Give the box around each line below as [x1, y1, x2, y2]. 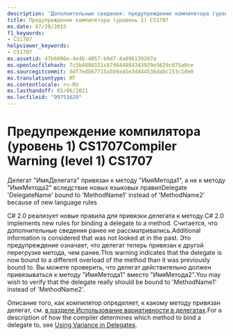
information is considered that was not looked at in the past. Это [7, 233, 191, 242]
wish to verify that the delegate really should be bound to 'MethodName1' [7, 278, 217, 286]
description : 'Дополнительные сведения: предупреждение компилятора [7, 10, 209, 17]
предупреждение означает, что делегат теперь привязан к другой [7, 240, 205, 249]
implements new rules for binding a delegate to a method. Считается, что [7, 219, 218, 227]
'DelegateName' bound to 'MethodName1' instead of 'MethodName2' [7, 191, 205, 199]
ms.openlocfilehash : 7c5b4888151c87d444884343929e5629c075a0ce [7, 62, 194, 69]
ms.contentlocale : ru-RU [7, 81, 79, 88]
